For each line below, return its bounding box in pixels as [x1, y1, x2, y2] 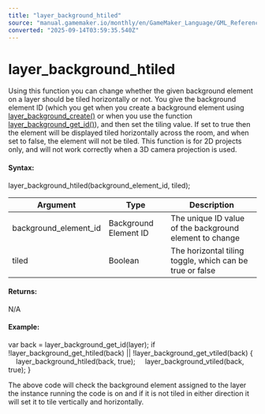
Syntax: [8, 162, 35, 172]
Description [188, 199, 234, 210]
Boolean [108, 255, 140, 266]
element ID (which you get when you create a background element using [8, 103, 244, 113]
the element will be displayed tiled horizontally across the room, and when [8, 128, 250, 138]
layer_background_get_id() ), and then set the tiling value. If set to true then [8, 120, 251, 129]
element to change [170, 232, 241, 243]
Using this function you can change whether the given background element [8, 86, 254, 95]
